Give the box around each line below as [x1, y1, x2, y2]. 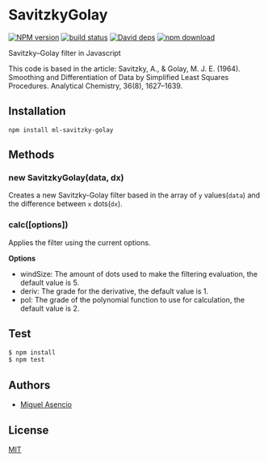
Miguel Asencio [19, 400, 73, 409]
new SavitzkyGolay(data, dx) [8, 172, 124, 184]
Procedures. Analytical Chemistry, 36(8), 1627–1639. [8, 81, 183, 91]
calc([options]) [8, 219, 69, 231]
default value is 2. [19, 303, 80, 313]
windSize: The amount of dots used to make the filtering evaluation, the [19, 269, 258, 278]
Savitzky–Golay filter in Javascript [8, 48, 121, 57]
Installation [8, 104, 66, 118]
